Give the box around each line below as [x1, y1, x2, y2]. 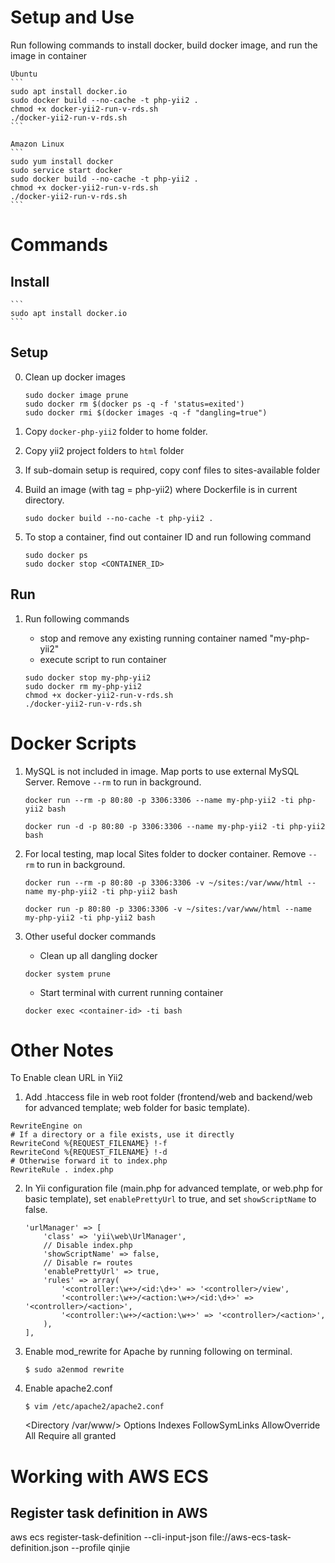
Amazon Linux [10, 139, 65, 149]
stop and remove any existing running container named [39, 632, 268, 644]
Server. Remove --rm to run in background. [24, 776, 202, 788]
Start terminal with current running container [39, 986, 224, 998]
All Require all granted [24, 1430, 117, 1442]
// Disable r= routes [43, 1258, 133, 1268]
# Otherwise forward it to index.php [10, 1156, 168, 1166]
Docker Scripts [10, 732, 137, 755]
